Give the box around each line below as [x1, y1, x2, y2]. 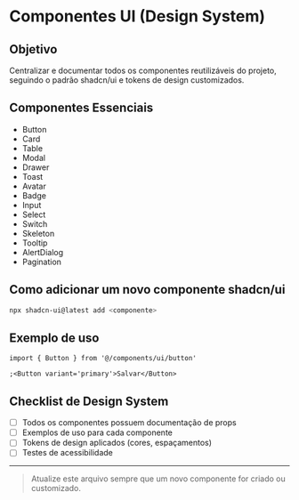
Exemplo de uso [9, 330, 100, 345]
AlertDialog [21, 246, 64, 257]
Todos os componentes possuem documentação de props [21, 417, 238, 428]
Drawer [21, 162, 50, 173]
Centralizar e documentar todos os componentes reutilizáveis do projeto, [9, 65, 278, 76]
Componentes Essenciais [9, 101, 154, 116]
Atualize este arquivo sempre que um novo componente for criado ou [30, 473, 287, 484]
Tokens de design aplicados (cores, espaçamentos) [21, 438, 212, 448]
